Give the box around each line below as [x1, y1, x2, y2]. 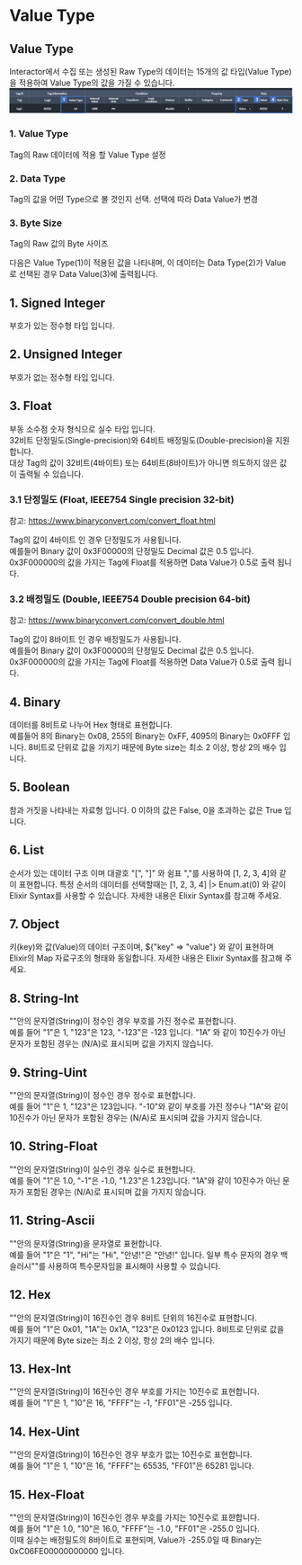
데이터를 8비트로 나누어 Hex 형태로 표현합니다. [9, 720, 173, 730]
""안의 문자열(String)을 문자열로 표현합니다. [9, 1238, 163, 1248]
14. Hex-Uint [9, 1424, 81, 1439]
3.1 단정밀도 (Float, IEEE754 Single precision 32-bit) [9, 493, 235, 505]
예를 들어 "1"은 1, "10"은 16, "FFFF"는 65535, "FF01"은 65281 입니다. [9, 1461, 254, 1471]
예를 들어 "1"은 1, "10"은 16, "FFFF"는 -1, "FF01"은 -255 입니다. [9, 1398, 233, 1408]
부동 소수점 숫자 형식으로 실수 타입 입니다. [9, 424, 155, 434]
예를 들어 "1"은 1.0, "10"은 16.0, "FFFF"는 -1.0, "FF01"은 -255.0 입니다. [9, 1523, 261, 1534]
